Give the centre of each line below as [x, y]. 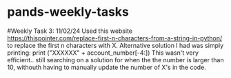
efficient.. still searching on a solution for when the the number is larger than [115, 60]
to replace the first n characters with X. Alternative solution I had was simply [115, 45]
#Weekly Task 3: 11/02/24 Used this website [70, 31]
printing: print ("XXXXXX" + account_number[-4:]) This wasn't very [103, 53]
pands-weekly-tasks [68, 12]
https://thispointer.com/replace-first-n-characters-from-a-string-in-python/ [115, 38]
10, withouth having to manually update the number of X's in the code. [107, 67]
